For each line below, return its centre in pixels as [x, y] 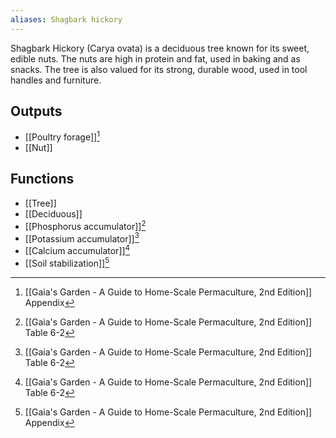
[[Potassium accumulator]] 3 [82, 238]
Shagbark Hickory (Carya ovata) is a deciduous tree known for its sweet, [160, 48]
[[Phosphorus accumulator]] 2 [85, 225]
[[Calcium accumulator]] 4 [77, 249]
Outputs [36, 111]
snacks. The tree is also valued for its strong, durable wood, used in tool [159, 69]
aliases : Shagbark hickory [66, 19]
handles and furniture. [56, 80]
